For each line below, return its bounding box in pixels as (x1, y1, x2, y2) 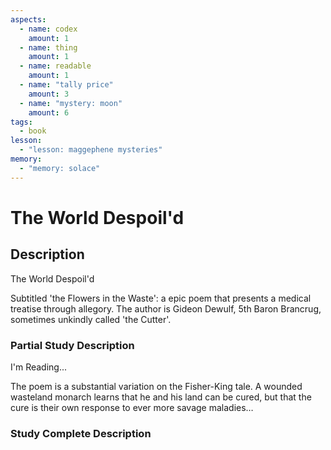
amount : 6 (28, 107, 70, 118)
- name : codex (19, 24, 78, 34)
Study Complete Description (10, 426, 152, 440)
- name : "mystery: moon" (19, 98, 123, 108)
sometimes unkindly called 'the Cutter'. (10, 313, 172, 325)
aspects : (10, 14, 47, 25)
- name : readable (19, 61, 92, 71)
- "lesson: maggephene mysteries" (19, 145, 163, 155)
